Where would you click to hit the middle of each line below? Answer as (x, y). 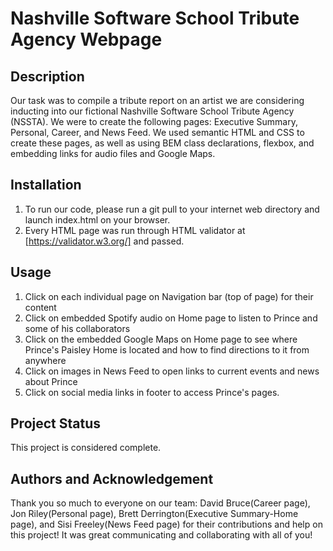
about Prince (51, 381)
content (40, 307)
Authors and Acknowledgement (112, 478)
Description (47, 76)
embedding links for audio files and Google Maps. (113, 153)
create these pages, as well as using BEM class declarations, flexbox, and (162, 143)
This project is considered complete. (86, 448)
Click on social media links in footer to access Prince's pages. (152, 392)
